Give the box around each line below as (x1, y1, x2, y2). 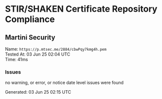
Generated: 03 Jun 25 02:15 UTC (5, 89, 72, 95)
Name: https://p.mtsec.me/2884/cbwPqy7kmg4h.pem (5, 46, 107, 52)
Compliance (5, 14, 55, 25)
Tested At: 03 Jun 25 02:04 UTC (5, 51, 71, 57)
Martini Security (5, 33, 55, 41)
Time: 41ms (5, 57, 28, 62)
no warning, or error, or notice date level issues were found (5, 79, 124, 86)
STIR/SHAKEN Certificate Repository (5, 3, 158, 15)
